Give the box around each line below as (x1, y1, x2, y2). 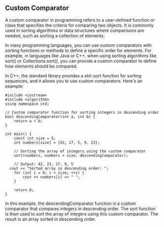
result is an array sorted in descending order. (5, 216, 96, 222)
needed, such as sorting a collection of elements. (5, 32, 105, 38)
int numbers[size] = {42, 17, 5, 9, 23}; (14, 140, 100, 145)
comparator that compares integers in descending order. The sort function (5, 205, 156, 211)
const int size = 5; (14, 135, 56, 141)
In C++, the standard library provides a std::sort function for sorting (5, 72, 141, 78)
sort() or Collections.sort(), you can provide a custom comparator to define (5, 58, 157, 64)
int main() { (5, 131, 32, 136)
